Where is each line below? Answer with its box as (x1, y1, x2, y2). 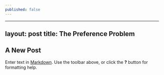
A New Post (5, 46, 41, 55)
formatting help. (5, 64, 38, 70)
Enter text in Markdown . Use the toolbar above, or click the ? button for (5, 59, 148, 65)
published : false (5, 7, 41, 12)
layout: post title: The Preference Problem (5, 30, 135, 38)
